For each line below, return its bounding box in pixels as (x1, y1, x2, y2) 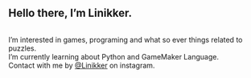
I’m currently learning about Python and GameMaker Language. (8, 51, 220, 61)
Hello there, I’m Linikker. (8, 6, 133, 20)
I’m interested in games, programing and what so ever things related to (8, 35, 243, 44)
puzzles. (8, 43, 37, 53)
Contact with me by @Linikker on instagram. (8, 60, 155, 70)
